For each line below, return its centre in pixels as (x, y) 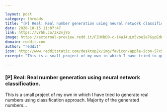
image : (12, 37)
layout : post (19, 14)
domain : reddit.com (25, 42)
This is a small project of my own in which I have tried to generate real (77, 95)
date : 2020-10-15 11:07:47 (33, 28)
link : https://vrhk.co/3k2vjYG (38, 33)
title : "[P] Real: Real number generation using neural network (73, 23)
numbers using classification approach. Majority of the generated (72, 100)
